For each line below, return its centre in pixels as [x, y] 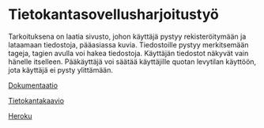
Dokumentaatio [33, 85]
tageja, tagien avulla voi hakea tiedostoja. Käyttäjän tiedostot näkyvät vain [128, 53]
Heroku [20, 115]
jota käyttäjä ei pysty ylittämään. [60, 70]
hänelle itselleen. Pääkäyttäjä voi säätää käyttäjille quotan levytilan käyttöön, [132, 62]
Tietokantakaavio [36, 100]
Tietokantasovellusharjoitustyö [113, 15]
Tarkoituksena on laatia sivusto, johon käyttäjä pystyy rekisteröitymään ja [127, 36]
